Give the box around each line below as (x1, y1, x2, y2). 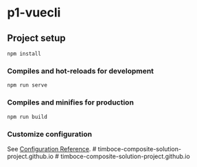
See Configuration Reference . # (7, 144, 97, 153)
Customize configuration (7, 129, 93, 139)
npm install (7, 50, 41, 57)
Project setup (7, 32, 67, 44)
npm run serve (7, 82, 48, 89)
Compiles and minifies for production (7, 98, 134, 107)
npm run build (7, 113, 48, 120)
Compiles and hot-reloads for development (7, 66, 154, 76)
